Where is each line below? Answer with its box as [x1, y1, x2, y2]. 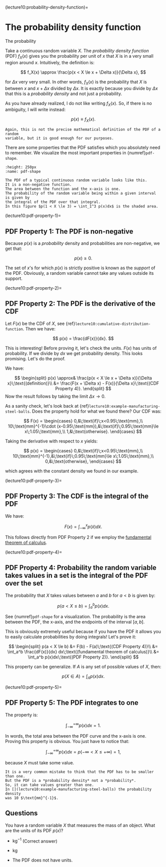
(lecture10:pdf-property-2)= [5, 285, 62, 291]
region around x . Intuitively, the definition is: [5, 59, 95, 65]
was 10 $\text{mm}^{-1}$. [5, 795, 58, 800]
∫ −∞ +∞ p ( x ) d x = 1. [65, 721, 101, 730]
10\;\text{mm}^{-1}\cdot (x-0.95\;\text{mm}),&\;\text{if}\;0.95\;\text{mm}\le [7, 423, 159, 429]
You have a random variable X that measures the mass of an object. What [5, 822, 155, 828]
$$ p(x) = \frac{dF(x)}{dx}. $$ [53, 335, 114, 341]
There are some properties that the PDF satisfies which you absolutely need [5, 144, 161, 151]
